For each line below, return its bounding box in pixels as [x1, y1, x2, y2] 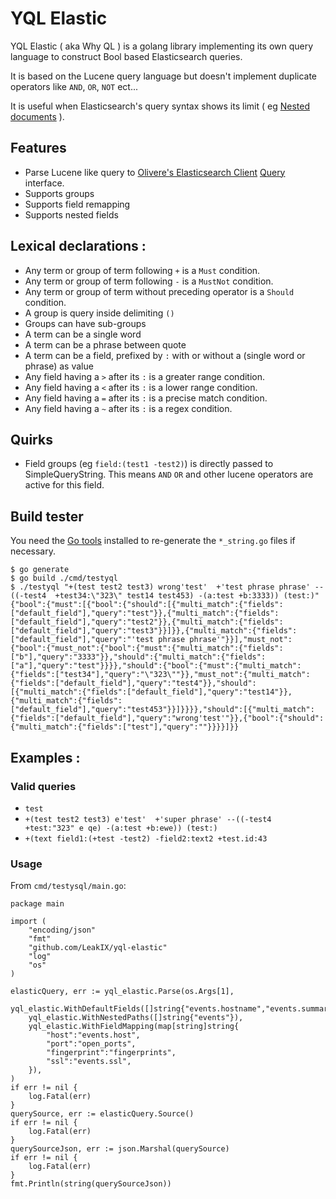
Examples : [10, 749, 81, 766]
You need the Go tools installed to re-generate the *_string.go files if [10, 535, 296, 547]
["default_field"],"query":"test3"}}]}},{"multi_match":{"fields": [10, 626, 298, 636]
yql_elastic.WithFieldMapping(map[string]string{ [28, 1022, 240, 1032]
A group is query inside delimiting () [24, 307, 175, 319]
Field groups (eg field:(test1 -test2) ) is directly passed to [24, 458, 274, 470]
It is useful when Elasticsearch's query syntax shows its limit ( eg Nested [10, 100, 310, 112]
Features [10, 140, 67, 157]
